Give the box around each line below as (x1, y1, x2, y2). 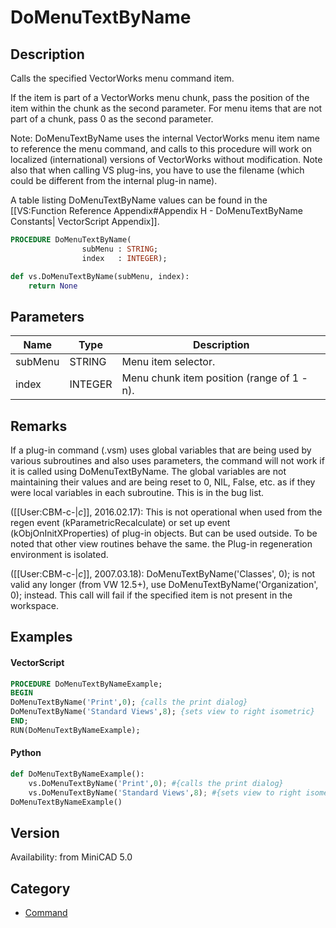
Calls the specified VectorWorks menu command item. (10, 72, 235, 84)
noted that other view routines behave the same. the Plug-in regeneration (10, 538, 313, 550)
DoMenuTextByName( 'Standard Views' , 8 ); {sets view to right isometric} (10, 707, 315, 717)
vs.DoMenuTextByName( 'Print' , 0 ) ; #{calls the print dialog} (28, 778, 284, 788)
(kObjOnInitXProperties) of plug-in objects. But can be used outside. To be (10, 527, 318, 539)
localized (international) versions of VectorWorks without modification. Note (10, 154, 323, 165)
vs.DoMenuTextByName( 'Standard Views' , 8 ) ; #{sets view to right (28, 787, 302, 798)
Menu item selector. (121, 355, 216, 369)
